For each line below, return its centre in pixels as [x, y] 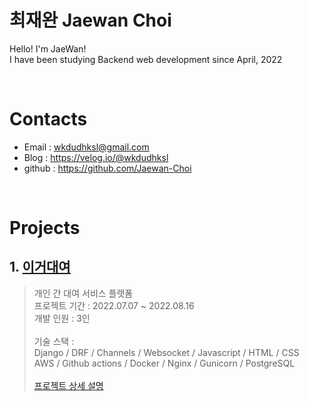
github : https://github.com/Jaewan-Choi [107, 168]
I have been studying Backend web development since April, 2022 [146, 59]
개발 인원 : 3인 [62, 318]
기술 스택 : [54, 341]
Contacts [48, 119]
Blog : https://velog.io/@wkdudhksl [96, 157]
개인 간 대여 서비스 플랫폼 [83, 293]
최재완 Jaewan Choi [90, 20]
